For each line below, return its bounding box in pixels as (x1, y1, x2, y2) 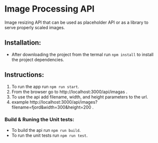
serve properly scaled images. (4, 24, 65, 30)
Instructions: (4, 71, 44, 79)
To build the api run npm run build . (11, 127, 81, 133)
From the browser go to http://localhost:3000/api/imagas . (11, 89, 128, 95)
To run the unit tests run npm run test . (11, 132, 88, 138)
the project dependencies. (11, 57, 64, 63)
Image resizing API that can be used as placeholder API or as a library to (4, 19, 148, 25)
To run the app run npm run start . (11, 83, 79, 89)
